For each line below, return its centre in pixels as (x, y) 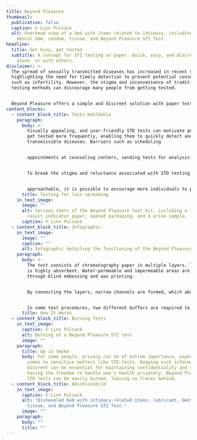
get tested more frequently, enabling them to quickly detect (105, 136)
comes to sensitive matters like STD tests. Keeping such (99, 362)
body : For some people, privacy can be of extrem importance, (99, 357)
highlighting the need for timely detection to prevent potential (94, 77)
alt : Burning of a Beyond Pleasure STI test (77, 335)
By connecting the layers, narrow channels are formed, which (105, 292)
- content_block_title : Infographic (56, 227)
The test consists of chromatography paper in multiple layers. (107, 265)
